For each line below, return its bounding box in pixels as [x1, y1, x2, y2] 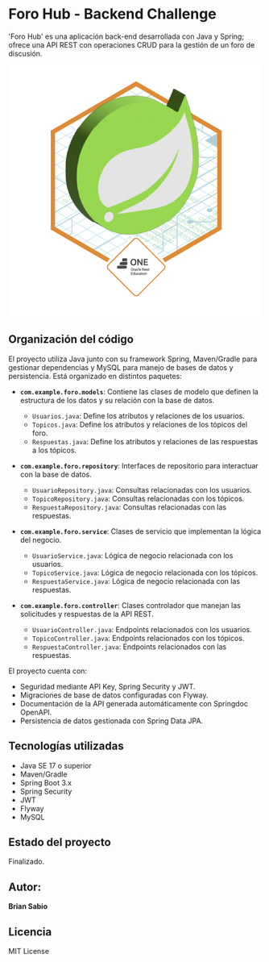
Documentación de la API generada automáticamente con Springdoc [19, 698, 248, 708]
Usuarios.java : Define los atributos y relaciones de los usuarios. [31, 410, 246, 420]
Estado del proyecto [8, 835, 111, 849]
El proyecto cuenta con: [8, 666, 87, 676]
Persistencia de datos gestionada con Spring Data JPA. [19, 715, 204, 726]
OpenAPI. [19, 707, 52, 717]
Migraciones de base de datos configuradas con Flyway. [19, 690, 209, 700]
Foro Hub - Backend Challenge [8, 5, 217, 23]
